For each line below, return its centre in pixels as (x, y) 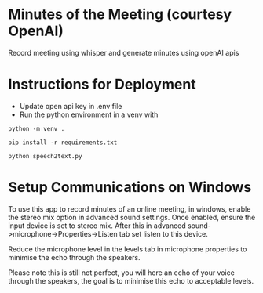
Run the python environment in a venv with (89, 114)
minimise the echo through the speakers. (74, 257)
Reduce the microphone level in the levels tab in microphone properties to (128, 249)
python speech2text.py (45, 156)
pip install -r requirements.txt (63, 143)
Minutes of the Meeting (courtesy (120, 14)
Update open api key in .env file (71, 106)
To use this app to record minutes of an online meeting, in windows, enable (130, 208)
